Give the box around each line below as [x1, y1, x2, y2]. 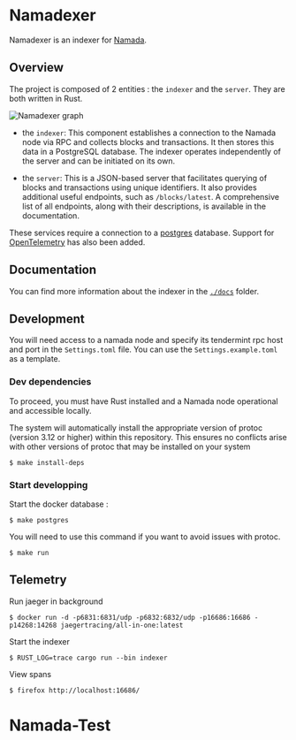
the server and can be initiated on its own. [21, 156, 175, 166]
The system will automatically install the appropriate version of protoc [9, 422, 263, 433]
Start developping [9, 478, 88, 491]
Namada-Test [9, 715, 111, 735]
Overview [9, 60, 65, 75]
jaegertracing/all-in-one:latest [60, 621, 184, 629]
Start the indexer [9, 636, 71, 646]
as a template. [9, 354, 61, 364]
